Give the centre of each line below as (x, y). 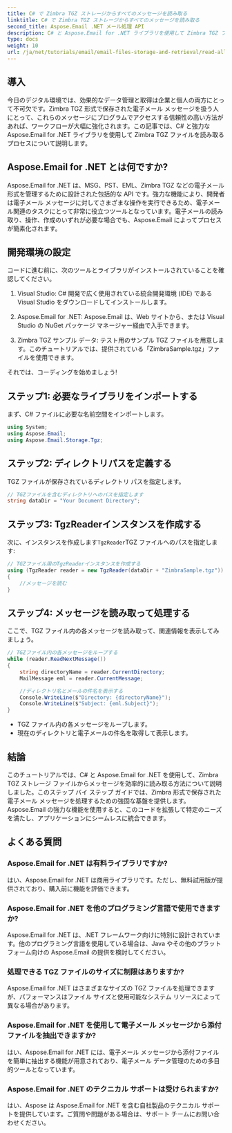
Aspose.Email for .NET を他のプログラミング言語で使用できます (114, 908)
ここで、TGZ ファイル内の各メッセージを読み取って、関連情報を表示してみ (113, 631)
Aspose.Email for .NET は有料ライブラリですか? (87, 864)
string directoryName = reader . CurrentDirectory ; (93, 672)
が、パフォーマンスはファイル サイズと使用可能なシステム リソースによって (114, 997)
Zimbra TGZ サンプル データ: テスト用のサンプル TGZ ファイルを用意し (118, 341)
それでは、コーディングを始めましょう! (62, 372)
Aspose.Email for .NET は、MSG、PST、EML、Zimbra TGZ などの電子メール (116, 185)
